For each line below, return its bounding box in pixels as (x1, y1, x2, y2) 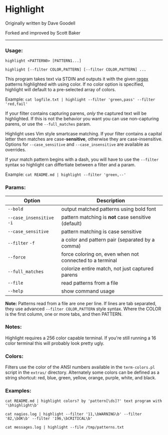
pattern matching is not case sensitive (61, 213, 151, 221)
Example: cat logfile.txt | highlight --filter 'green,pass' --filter (5, 96, 155, 102)
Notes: (5, 323, 22, 330)
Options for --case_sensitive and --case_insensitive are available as (5, 141, 149, 147)
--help (7, 288, 23, 294)
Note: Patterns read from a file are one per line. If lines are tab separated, (5, 300, 156, 306)
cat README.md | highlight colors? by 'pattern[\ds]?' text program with (5, 398, 162, 404)
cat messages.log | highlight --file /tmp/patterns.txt (5, 425, 124, 430)
